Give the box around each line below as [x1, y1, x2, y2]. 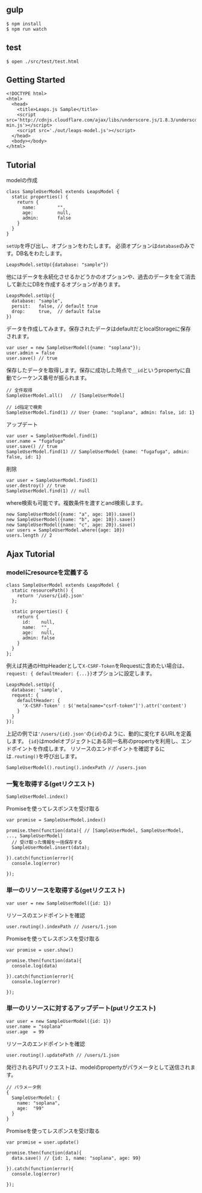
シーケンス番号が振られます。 [16, 374, 90, 382]
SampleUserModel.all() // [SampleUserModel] [6, 393, 125, 399]
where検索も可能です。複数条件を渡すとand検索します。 [6, 499, 146, 507]
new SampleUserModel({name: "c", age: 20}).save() [6, 522, 136, 528]
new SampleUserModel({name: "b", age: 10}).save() [6, 517, 136, 523]
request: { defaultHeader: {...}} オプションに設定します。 [6, 669, 155, 677]
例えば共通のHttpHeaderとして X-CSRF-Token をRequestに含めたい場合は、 [6, 662, 188, 669]
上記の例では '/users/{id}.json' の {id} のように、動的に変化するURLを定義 [6, 730, 192, 737]
